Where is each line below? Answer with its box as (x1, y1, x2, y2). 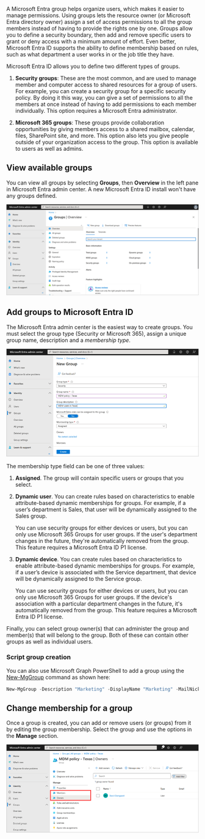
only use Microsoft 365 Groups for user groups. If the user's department (15, 530, 198, 538)
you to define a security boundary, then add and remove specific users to (6, 31, 191, 39)
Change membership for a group (6, 703, 133, 713)
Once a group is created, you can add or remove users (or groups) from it (6, 719, 192, 727)
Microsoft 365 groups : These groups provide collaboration (15, 119, 165, 126)
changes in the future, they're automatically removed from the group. (15, 537, 189, 544)
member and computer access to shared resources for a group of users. (15, 81, 197, 88)
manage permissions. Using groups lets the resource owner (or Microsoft (6, 12, 191, 19)
